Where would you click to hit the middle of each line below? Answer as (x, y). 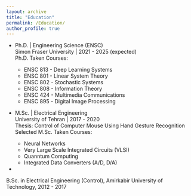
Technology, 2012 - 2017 (36, 187)
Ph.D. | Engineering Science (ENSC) (59, 45)
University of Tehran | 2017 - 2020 (57, 120)
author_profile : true (33, 28)
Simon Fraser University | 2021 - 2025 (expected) (76, 52)
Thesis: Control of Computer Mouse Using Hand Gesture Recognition (100, 125)
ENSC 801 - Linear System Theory (66, 76)
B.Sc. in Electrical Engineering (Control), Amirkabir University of (84, 180)
